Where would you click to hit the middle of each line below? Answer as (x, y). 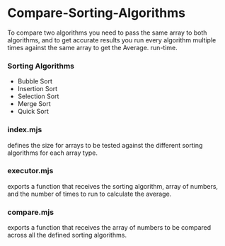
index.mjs (25, 130)
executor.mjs (30, 171)
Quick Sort (33, 112)
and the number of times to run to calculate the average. (90, 194)
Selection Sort (38, 96)
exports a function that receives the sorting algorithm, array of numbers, (112, 186)
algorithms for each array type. (52, 153)
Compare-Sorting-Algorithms (97, 13)
